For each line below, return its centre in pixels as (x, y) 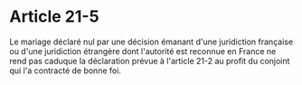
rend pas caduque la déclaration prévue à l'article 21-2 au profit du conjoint (150, 61)
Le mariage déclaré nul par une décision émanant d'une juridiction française (151, 42)
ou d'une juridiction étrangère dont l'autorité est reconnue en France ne (143, 51)
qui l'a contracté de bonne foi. (66, 71)
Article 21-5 (54, 17)
